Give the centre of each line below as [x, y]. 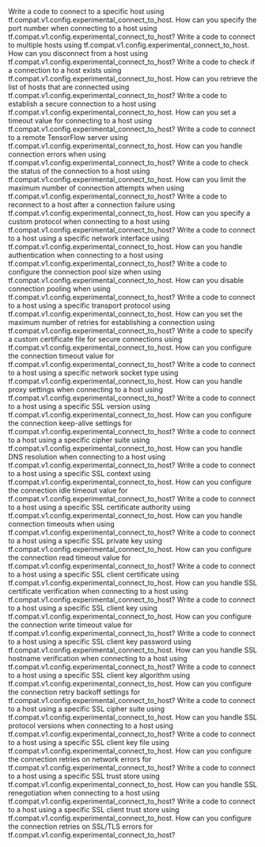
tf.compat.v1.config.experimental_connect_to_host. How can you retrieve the [133, 79]
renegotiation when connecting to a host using [84, 793]
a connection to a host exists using [65, 70]
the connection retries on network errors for [80, 759]
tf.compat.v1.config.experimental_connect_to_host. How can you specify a [129, 213]
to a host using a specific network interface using [89, 238]
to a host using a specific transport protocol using [89, 305]
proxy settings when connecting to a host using [86, 389]
